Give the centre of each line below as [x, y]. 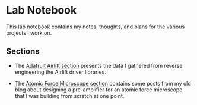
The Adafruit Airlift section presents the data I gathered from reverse [99, 65]
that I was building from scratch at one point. [69, 96]
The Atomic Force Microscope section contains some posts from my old [103, 83]
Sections [23, 52]
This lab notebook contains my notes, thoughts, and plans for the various [96, 27]
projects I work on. [29, 32]
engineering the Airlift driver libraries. [61, 72]
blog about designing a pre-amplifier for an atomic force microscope [99, 90]
